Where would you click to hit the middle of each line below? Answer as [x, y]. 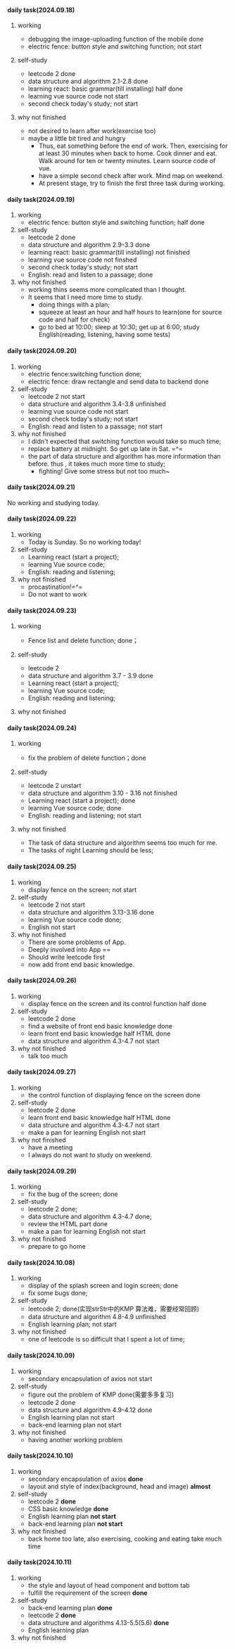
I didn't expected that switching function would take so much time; [125, 441]
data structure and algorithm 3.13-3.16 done [91, 912]
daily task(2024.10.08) [41, 1262]
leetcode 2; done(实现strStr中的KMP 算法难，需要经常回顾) [114, 1309]
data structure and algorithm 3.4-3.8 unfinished [97, 404]
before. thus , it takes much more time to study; [97, 464]
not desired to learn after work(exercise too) [92, 131]
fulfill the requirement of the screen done [88, 1593]
